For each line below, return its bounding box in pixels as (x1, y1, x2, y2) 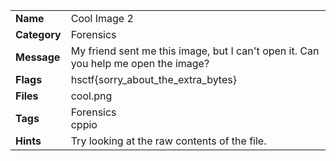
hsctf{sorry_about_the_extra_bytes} (70, 73, 237, 86)
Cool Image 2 (70, 12, 134, 25)
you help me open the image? (70, 57, 210, 70)
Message (15, 50, 61, 64)
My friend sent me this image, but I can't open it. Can (70, 44, 320, 58)
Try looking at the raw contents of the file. (70, 134, 267, 148)
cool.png (70, 89, 113, 103)
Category (15, 28, 62, 41)
